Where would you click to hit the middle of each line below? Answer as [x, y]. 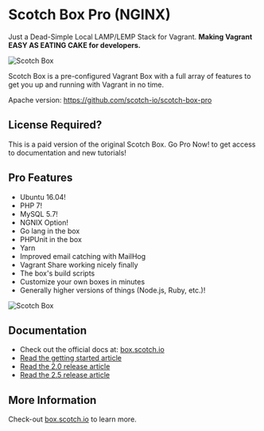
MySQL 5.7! [39, 214]
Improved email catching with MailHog [83, 256]
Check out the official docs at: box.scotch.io [92, 350]
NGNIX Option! [44, 222]
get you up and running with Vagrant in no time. [86, 84]
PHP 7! [31, 206]
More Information [52, 400]
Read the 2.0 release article [65, 366]
